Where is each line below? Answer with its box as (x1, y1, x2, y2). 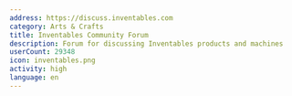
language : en (9, 73, 59, 82)
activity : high (9, 65, 68, 74)
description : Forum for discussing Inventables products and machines (9, 38, 284, 48)
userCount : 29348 (9, 48, 76, 57)
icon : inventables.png (9, 56, 96, 65)
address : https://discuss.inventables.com (9, 13, 173, 23)
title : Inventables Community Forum (9, 30, 149, 39)
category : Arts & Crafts (9, 22, 104, 31)
